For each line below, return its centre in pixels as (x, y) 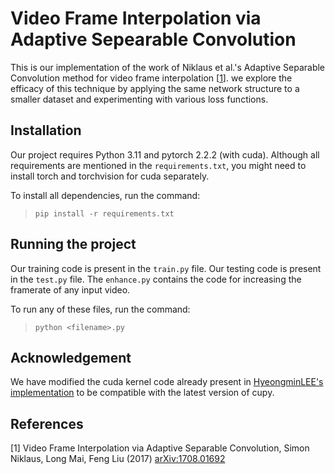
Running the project (73, 244)
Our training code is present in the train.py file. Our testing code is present (166, 268)
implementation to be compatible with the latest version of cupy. (142, 393)
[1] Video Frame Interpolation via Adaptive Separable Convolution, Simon (160, 448)
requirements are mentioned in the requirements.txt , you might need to (158, 165)
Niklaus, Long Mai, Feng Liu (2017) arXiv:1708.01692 (118, 459)
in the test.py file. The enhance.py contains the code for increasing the (156, 279)
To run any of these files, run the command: (100, 309)
